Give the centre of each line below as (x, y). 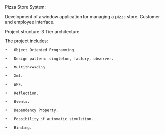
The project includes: (27, 41)
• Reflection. (22, 93)
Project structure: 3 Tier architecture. (43, 31)
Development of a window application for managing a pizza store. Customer (82, 17)
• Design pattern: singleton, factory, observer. (59, 59)
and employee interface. (30, 22)
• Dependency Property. (32, 110)
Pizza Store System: (25, 7)
